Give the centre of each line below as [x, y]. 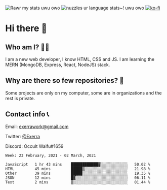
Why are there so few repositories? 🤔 [65, 81]
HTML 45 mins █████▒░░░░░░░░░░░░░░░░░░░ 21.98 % [78, 169]
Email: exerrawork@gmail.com [37, 126]
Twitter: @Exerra [23, 136]
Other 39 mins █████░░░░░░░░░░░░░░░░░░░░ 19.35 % [78, 173]
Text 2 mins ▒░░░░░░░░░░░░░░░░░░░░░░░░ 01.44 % [78, 182]
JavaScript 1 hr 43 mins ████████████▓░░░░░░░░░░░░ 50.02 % [78, 164]
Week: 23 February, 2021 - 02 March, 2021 [51, 155]
